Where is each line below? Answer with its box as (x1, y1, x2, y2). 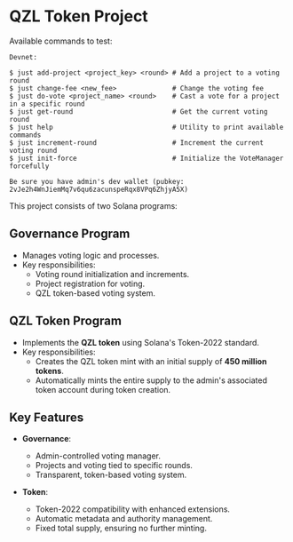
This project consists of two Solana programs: (9, 200, 178, 211)
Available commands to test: (9, 36, 113, 46)
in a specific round (9, 100, 86, 108)
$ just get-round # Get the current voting (9, 107, 268, 116)
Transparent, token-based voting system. (35, 469, 187, 481)
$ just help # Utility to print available (9, 123, 284, 132)
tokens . (35, 365, 64, 376)
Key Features (9, 410, 84, 425)
